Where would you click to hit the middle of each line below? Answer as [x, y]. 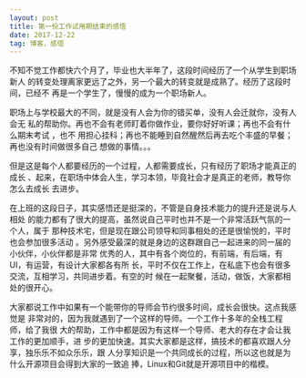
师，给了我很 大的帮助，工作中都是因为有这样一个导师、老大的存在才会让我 [150, 330]
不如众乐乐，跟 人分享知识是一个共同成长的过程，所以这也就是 [166, 352]
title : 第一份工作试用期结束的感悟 [68, 26]
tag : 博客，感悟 [37, 43]
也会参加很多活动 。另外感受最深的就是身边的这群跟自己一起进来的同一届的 [150, 242]
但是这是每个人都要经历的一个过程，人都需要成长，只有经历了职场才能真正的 [153, 166]
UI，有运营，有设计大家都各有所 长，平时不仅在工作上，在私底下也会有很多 [150, 265]
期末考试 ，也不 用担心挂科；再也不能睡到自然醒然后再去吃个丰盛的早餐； [155, 135]
